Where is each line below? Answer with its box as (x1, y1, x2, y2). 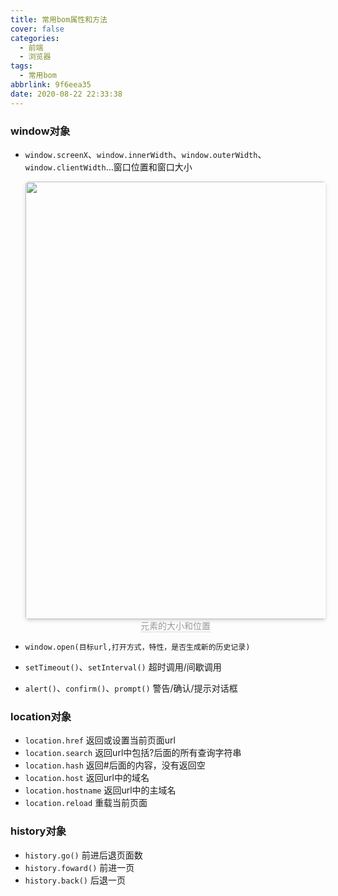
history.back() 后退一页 (24, 874, 126, 886)
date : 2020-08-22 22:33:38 (10, 89, 123, 99)
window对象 (10, 124, 71, 138)
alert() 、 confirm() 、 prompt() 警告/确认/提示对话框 (24, 682, 238, 694)
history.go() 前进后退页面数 (24, 849, 143, 861)
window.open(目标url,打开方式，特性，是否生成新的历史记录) (24, 642, 251, 652)
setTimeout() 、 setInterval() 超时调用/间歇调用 (24, 661, 222, 673)
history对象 (10, 824, 67, 838)
